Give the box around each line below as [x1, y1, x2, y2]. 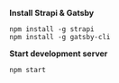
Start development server [9, 48, 108, 59]
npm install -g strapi [9, 25, 95, 34]
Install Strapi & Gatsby [9, 8, 95, 18]
